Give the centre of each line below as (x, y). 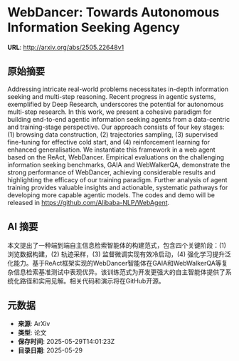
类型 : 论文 (32, 333)
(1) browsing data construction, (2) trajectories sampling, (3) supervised (113, 134)
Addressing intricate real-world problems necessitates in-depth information (118, 89)
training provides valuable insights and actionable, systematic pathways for (118, 187)
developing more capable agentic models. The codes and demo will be (111, 195)
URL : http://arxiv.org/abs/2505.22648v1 (66, 47)
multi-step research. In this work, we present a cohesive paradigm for (110, 112)
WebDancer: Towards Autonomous (113, 12)
